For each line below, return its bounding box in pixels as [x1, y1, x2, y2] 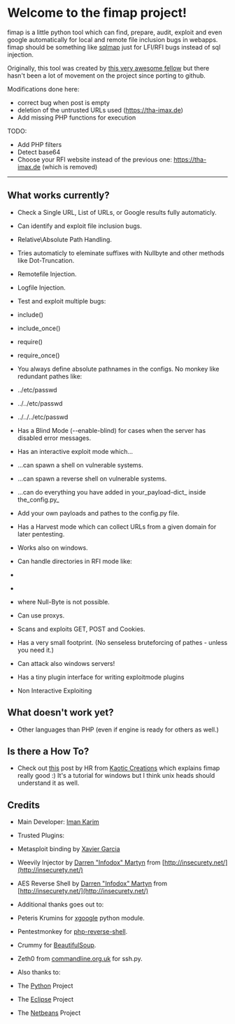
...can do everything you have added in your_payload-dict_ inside [17, 488, 206, 496]
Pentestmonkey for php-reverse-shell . [17, 927, 128, 936]
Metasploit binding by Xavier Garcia [17, 845, 120, 853]
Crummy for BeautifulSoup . [17, 941, 97, 949]
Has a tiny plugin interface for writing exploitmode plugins [17, 673, 185, 681]
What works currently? [7, 190, 110, 201]
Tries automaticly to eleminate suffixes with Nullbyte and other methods [17, 248, 225, 257]
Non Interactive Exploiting [17, 686, 92, 695]
